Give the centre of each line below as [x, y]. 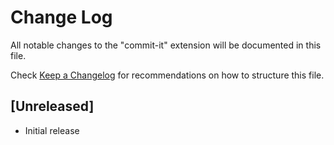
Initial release [52, 130]
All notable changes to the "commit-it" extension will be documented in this [166, 45]
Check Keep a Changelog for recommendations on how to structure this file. [167, 75]
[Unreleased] [52, 106]
